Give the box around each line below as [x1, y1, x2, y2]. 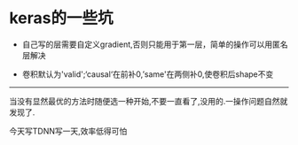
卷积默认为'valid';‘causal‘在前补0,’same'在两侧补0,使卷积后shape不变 [21, 68, 274, 80]
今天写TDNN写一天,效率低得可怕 [9, 126, 128, 136]
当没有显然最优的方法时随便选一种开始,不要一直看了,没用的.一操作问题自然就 [9, 95, 288, 106]
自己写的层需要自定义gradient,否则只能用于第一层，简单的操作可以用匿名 [21, 39, 288, 50]
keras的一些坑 [9, 8, 114, 28]
